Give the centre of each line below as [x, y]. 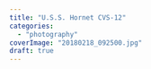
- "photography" [48, 34]
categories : [31, 26]
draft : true [31, 51]
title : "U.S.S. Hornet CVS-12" [68, 17]
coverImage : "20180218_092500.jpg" [76, 43]
